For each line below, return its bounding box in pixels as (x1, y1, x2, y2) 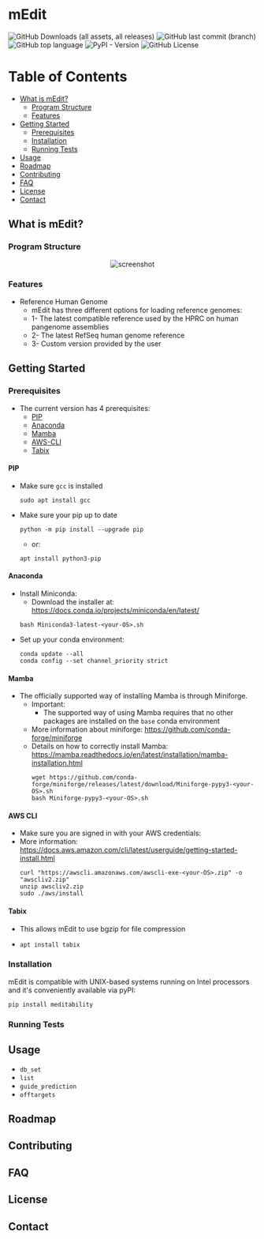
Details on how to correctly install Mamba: (31, 741, 169, 751)
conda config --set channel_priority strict (19, 657, 169, 665)
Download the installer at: (31, 597, 115, 606)
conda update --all (19, 650, 84, 657)
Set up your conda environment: (19, 635, 125, 644)
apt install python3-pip (19, 555, 102, 563)
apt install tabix (19, 940, 80, 949)
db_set (19, 1065, 42, 1074)
